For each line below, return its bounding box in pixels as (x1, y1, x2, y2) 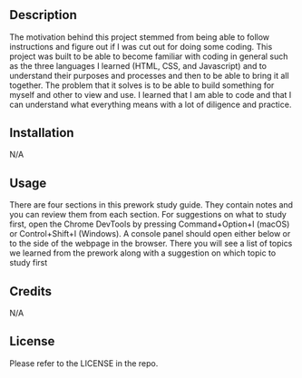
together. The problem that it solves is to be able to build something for (9, 80, 275, 91)
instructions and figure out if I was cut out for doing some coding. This (9, 41, 273, 52)
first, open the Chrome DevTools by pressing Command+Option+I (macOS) (9, 218, 290, 229)
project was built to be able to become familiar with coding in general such (9, 51, 288, 62)
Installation (9, 125, 74, 141)
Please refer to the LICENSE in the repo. (9, 357, 159, 369)
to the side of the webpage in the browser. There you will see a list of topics (9, 238, 293, 249)
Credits (9, 284, 53, 299)
